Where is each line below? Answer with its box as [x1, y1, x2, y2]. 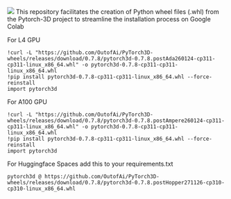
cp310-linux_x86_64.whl [7, 185, 76, 192]
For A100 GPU [7, 98, 47, 106]
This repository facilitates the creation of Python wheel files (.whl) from [15, 8, 220, 16]
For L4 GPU [7, 36, 41, 44]
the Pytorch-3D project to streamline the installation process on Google [7, 15, 212, 23]
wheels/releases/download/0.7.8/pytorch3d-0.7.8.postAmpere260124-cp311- [7, 117, 225, 124]
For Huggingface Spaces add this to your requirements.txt [7, 159, 173, 168]
